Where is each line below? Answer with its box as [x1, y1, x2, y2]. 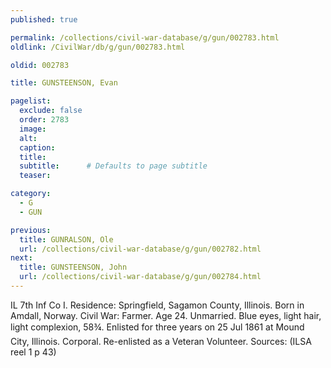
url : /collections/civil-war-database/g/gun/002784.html [19, 272, 262, 282]
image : [19, 124, 47, 134]
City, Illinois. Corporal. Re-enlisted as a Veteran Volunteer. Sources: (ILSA [10, 335, 312, 347]
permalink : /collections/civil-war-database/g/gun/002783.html [10, 32, 280, 43]
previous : [10, 225, 52, 235]
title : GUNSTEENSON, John [19, 262, 128, 273]
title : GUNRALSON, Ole [19, 234, 114, 245]
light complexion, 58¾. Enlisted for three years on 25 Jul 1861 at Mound [10, 321, 305, 333]
